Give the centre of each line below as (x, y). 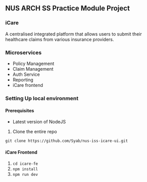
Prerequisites (20, 110)
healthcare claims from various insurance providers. (60, 39)
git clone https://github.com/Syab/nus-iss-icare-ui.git (67, 141)
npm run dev (25, 175)
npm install (25, 169)
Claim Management (33, 69)
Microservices (24, 52)
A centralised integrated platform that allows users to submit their (73, 34)
